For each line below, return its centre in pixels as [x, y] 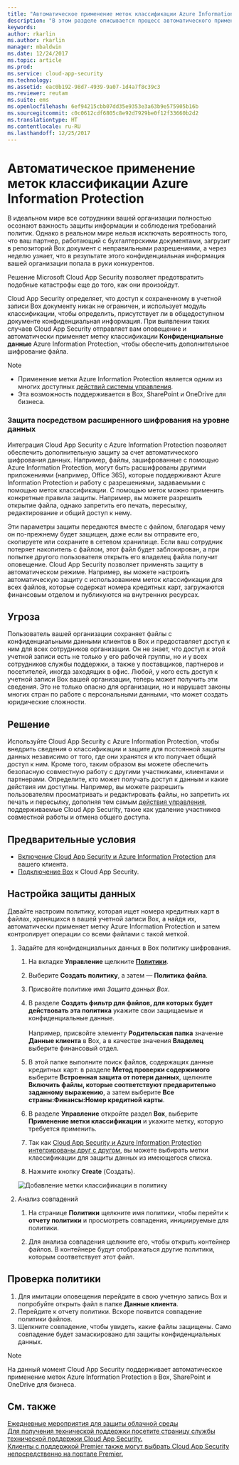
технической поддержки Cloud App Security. [75, 1439]
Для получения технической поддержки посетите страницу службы [111, 1432]
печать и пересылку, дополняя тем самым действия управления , [107, 802]
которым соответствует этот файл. [81, 1257]
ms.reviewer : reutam [38, 93]
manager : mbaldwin [34, 47]
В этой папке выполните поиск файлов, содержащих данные [121, 1062]
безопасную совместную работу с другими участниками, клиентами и [116, 772]
